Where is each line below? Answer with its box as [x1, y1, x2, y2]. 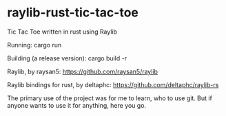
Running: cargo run [7, 40, 62, 49]
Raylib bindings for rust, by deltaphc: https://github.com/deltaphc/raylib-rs [7, 80, 219, 89]
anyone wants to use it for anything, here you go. [7, 101, 147, 109]
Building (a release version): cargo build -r [7, 54, 127, 62]
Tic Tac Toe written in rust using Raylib [7, 27, 118, 36]
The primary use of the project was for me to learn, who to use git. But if [7, 94, 212, 102]
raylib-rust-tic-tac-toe [7, 5, 139, 21]
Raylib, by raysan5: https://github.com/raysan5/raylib [7, 67, 158, 76]
